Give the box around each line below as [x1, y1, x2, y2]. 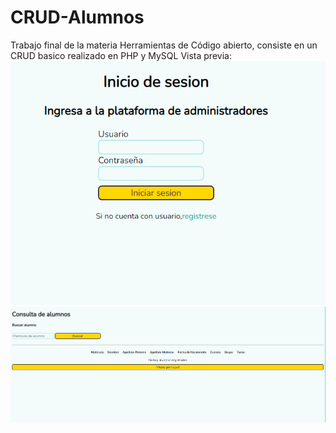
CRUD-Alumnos [10, 6, 145, 29]
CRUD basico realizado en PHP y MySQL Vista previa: [10, 49, 232, 61]
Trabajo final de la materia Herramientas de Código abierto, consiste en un [10, 39, 318, 51]
